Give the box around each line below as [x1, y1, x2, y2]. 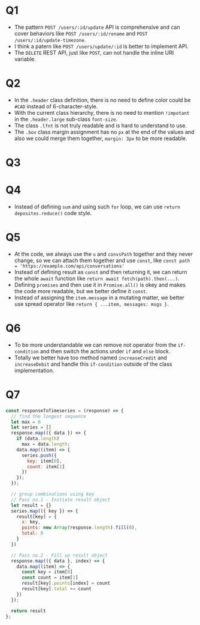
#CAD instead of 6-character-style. [14, 103, 98, 110]
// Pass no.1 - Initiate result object [11, 496, 111, 502]
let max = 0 [11, 419, 41, 425]
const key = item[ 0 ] [21, 569, 73, 575]
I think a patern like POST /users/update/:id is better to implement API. [14, 43, 189, 50]
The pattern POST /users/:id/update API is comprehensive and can [14, 23, 180, 31]
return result [11, 608, 46, 614]
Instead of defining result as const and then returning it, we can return [14, 268, 187, 275]
